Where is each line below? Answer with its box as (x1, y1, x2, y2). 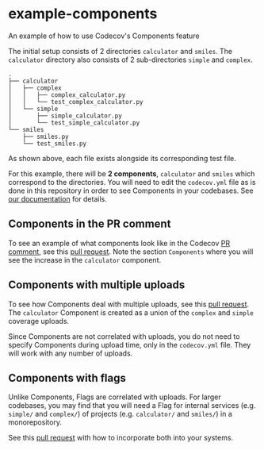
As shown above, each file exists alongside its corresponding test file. (8, 153, 236, 163)
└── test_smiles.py (22, 140, 87, 148)
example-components (8, 5, 158, 23)
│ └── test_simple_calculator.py (8, 118, 140, 127)
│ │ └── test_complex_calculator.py (8, 98, 144, 106)
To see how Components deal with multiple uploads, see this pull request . (8, 299, 250, 309)
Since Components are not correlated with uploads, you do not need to (8, 331, 240, 341)
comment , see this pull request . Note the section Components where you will (8, 247, 254, 256)
